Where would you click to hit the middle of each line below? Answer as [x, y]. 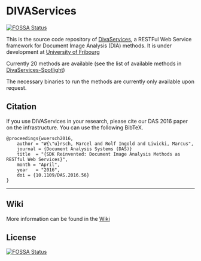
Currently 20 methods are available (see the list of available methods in [94, 63]
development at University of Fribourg [53, 51]
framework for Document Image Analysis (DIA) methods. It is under [89, 45]
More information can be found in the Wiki [58, 218]
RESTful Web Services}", [37, 159]
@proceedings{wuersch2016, [40, 138]
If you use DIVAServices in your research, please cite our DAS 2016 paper [97, 121]
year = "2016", [39, 170]
